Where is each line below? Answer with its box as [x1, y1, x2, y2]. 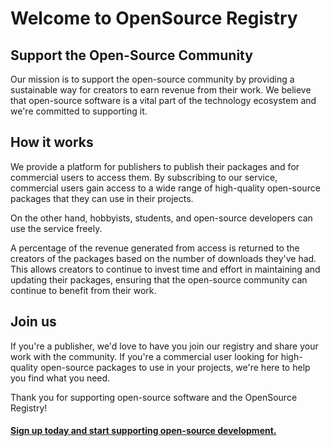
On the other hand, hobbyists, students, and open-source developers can [10, 212, 313, 224]
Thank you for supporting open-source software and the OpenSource [10, 391, 298, 403]
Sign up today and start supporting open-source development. [10, 425, 277, 437]
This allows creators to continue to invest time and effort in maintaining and [10, 263, 321, 275]
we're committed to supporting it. [10, 105, 148, 117]
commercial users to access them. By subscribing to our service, [10, 171, 278, 183]
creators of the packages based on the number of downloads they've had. [10, 252, 317, 264]
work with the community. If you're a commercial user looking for [10, 350, 279, 362]
